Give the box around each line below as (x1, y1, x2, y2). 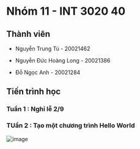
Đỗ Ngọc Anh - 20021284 (15, 69, 81, 76)
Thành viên (6, 29, 51, 39)
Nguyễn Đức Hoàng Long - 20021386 (15, 57, 111, 64)
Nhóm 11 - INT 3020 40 (6, 4, 126, 18)
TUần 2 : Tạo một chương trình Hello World (6, 121, 136, 130)
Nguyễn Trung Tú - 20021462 (15, 45, 90, 52)
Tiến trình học (6, 86, 61, 97)
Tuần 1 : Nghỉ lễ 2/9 (6, 105, 64, 113)
